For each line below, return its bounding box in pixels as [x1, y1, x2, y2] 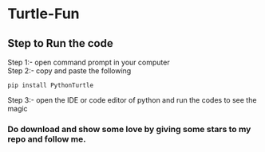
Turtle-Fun [7, 5, 81, 23]
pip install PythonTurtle [7, 81, 93, 89]
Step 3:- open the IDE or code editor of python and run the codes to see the [7, 95, 257, 104]
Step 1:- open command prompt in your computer [7, 57, 170, 67]
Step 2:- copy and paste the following [7, 66, 132, 76]
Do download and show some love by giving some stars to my [7, 123, 251, 134]
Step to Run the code [7, 37, 113, 50]
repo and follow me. [7, 133, 86, 144]
